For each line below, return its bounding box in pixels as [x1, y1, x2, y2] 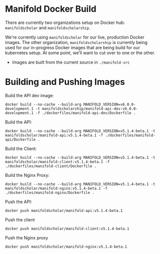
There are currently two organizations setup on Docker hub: [5, 20, 125, 25]
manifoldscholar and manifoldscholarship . [5, 24, 91, 30]
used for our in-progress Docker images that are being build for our [5, 44, 140, 50]
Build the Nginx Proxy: [5, 172, 50, 178]
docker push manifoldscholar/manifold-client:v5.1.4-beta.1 [5, 226, 130, 231]
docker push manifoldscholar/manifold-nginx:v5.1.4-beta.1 [5, 244, 127, 249]
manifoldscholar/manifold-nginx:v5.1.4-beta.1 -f [5, 186, 108, 191]
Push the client [5, 216, 35, 223]
